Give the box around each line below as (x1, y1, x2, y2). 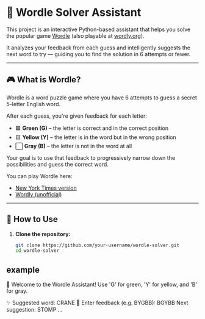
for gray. (6, 287, 28, 295)
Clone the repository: (15, 230, 71, 237)
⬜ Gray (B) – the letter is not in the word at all (15, 142, 132, 149)
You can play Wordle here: (6, 172, 73, 179)
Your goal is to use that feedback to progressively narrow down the (6, 154, 176, 161)
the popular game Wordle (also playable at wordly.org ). (6, 32, 145, 39)
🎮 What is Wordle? (6, 74, 81, 85)
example (6, 265, 40, 275)
